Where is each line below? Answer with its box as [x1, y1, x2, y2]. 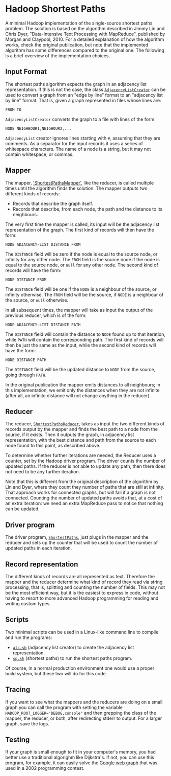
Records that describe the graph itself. [12, 200, 93, 207]
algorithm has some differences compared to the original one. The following [5, 47, 164, 53]
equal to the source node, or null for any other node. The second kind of [5, 262, 159, 268]
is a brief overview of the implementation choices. [5, 52, 110, 59]
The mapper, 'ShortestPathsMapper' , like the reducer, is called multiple [5, 179, 154, 186]
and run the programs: [5, 634, 52, 641]
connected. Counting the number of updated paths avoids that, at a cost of [5, 495, 162, 501]
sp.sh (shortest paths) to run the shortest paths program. [12, 655, 132, 661]
